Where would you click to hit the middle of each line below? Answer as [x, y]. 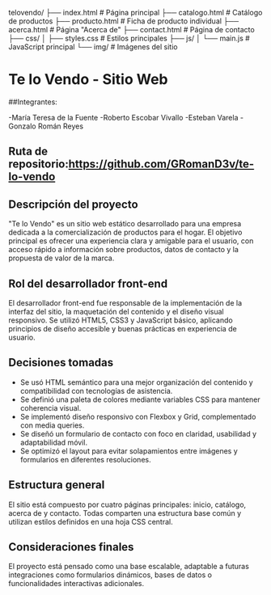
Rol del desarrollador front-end [88, 283]
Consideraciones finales [71, 547]
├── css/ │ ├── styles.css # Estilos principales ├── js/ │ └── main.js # [129, 38]
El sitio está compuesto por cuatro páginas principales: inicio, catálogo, [127, 504]
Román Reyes [60, 126]
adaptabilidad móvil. [53, 442]
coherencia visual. [51, 407]
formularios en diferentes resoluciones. [85, 459]
